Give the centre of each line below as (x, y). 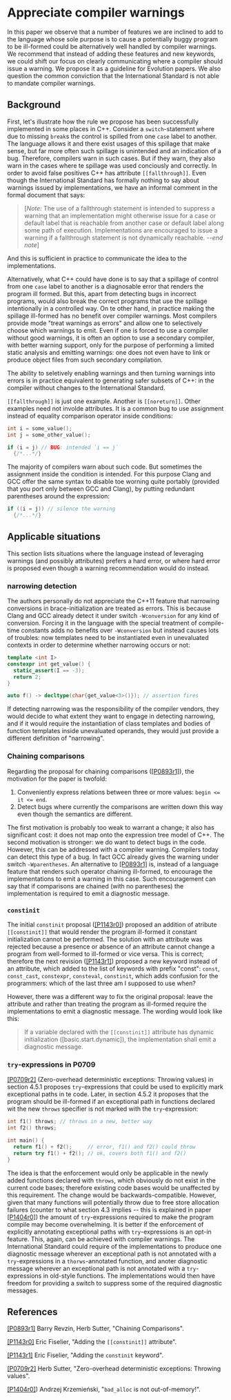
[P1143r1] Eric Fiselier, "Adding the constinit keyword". (86, 1355)
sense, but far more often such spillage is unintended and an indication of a (114, 150)
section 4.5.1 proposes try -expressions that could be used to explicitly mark (115, 1087)
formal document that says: (46, 195)
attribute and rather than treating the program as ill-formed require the (107, 1004)
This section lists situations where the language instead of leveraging (106, 553)
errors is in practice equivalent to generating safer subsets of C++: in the (111, 380)
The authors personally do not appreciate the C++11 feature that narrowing (113, 601)
